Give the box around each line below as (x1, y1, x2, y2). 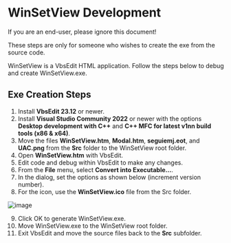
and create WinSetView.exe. (8, 69, 88, 77)
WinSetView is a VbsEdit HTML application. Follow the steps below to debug (8, 61, 224, 70)
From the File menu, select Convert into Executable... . (17, 165, 174, 173)
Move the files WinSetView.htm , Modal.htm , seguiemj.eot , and (17, 136, 200, 145)
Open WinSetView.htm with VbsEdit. (17, 151, 123, 159)
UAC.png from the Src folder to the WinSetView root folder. (17, 143, 187, 152)
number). (17, 180, 44, 189)
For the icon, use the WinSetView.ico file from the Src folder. (17, 187, 192, 196)
